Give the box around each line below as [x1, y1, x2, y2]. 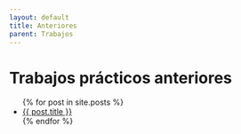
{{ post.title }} [21, 106, 73, 117]
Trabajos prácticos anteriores [9, 67, 233, 88]
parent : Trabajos [9, 29, 74, 38]
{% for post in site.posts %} [21, 97, 125, 107]
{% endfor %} [21, 116, 74, 127]
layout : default [9, 12, 69, 22]
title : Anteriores [9, 21, 77, 30]
